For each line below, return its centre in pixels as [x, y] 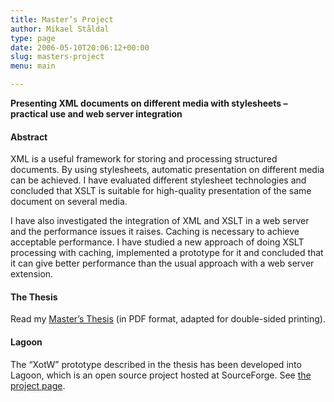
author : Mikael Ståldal [60, 29]
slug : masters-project [57, 57]
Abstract [29, 137]
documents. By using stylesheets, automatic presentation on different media [167, 170]
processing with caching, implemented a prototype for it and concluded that [167, 253]
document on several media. [69, 202]
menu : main [33, 66]
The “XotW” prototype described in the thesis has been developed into [156, 364]
